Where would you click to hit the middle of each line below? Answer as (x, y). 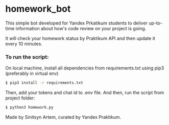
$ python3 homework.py (29, 108)
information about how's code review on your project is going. (81, 28)
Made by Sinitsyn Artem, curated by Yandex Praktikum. (63, 117)
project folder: (20, 98)
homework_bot (38, 9)
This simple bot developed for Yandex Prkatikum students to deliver (77, 23)
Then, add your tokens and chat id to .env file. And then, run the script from (85, 93)
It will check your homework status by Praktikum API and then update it (80, 38)
